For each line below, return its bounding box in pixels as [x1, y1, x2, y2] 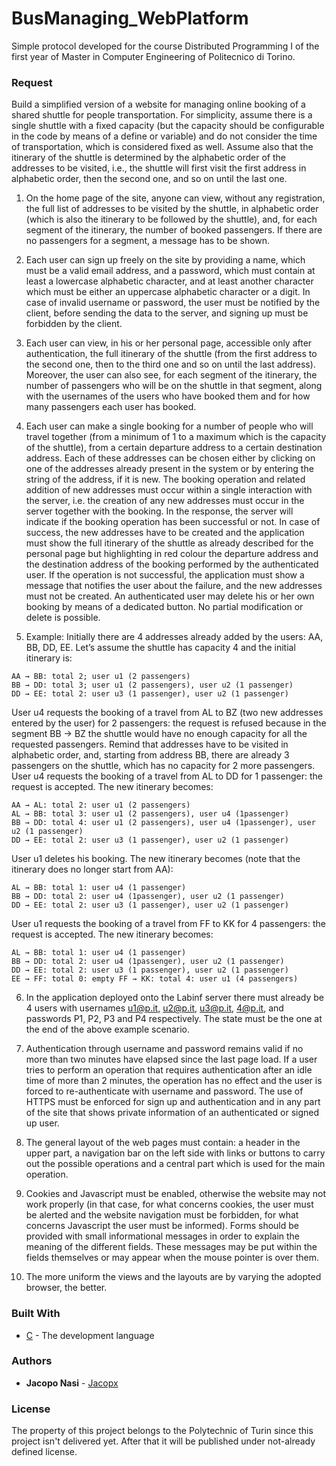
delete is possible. [25, 612, 101, 624]
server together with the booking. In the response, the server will [25, 505, 294, 517]
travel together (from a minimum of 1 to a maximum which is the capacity [25, 431, 327, 443]
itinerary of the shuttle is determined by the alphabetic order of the [11, 152, 287, 164]
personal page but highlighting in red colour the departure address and [25, 548, 319, 560]
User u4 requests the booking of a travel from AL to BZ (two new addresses [11, 707, 324, 719]
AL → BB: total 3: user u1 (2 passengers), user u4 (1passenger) [11, 809, 289, 819]
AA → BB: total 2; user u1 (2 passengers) [11, 672, 191, 682]
